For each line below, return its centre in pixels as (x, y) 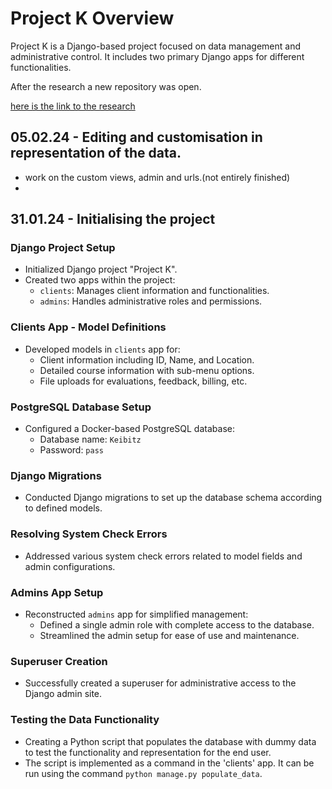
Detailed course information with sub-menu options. (147, 370)
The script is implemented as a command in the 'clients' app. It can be (169, 763)
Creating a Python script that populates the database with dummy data (170, 741)
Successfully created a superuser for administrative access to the (160, 683)
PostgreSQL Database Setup (81, 407)
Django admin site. (63, 694)
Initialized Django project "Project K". (101, 269)
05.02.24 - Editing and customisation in (136, 137)
